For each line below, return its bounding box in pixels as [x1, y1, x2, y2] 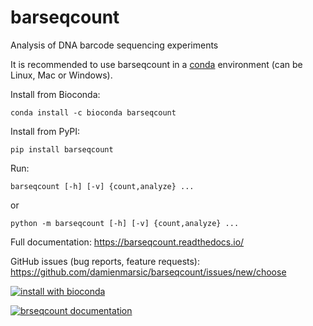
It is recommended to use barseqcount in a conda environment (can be [10, 58, 303, 70]
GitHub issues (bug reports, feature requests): [10, 255, 200, 267]
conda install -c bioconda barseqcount [10, 107, 177, 118]
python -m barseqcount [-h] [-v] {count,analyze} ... [10, 218, 240, 228]
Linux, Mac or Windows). [10, 69, 113, 81]
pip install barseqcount [10, 144, 114, 155]
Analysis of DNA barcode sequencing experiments [10, 39, 219, 51]
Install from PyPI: [10, 125, 81, 137]
